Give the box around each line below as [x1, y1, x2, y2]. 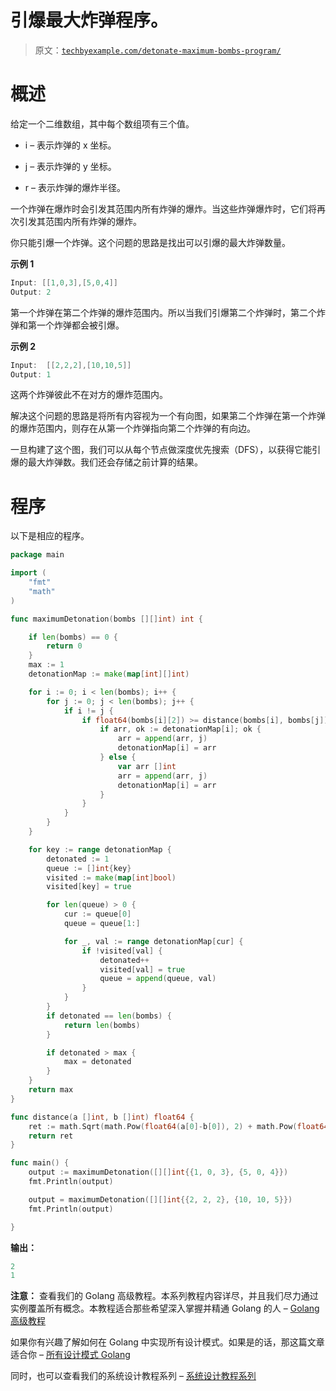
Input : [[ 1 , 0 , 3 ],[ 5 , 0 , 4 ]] [10, 277, 118, 288]
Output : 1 [10, 369, 52, 380]
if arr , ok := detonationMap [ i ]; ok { [99, 724, 262, 735]
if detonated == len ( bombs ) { [46, 1011, 172, 1021]
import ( [10, 568, 47, 578]
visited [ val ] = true [99, 964, 186, 975]
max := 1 [28, 660, 65, 670]
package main [10, 550, 65, 560]
